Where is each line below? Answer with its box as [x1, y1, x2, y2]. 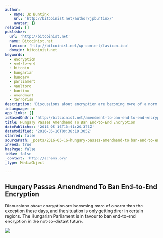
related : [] [5, 25, 29, 30]
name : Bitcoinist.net [9, 39, 53, 44]
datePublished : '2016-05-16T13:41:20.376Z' [5, 124, 95, 129]
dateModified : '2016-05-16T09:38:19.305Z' [5, 129, 92, 134]
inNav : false [5, 151, 32, 156]
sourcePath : [5, 138, 29, 143]
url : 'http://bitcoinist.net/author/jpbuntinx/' [14, 16, 114, 21]
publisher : [5, 30, 27, 34]
